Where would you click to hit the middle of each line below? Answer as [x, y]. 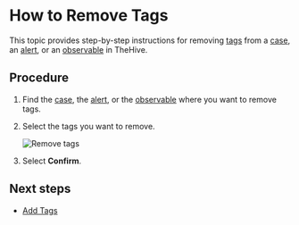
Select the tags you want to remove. [88, 126]
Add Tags [40, 210]
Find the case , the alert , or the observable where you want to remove [149, 99]
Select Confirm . [52, 161]
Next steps [40, 189]
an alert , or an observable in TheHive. [79, 49]
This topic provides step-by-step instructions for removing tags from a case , [150, 40]
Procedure [39, 78]
